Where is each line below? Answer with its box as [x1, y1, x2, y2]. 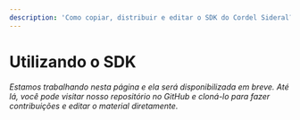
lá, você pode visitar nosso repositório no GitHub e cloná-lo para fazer [9, 90, 271, 101]
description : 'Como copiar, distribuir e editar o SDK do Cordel [9, 13, 257, 22]
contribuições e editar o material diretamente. [9, 100, 179, 111]
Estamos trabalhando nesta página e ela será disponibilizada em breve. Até [9, 81, 289, 92]
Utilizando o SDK [9, 51, 137, 72]
